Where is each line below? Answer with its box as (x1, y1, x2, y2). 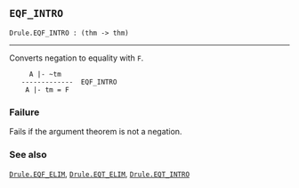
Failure (9, 106, 40, 119)
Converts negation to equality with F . (9, 53, 144, 63)
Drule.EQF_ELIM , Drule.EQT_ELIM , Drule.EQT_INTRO (9, 168, 190, 179)
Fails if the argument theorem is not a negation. (9, 127, 182, 137)
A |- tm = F (25, 85, 69, 94)
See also (9, 149, 47, 161)
